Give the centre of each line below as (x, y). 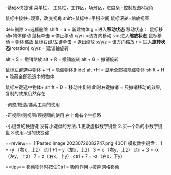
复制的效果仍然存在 (26, 94)
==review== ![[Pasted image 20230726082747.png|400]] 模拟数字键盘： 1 (84, 143)
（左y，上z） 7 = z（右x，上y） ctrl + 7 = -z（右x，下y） (65, 156)
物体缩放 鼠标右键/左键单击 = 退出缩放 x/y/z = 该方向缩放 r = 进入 (83, 42)
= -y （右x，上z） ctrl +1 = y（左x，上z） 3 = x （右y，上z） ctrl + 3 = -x (82, 150)
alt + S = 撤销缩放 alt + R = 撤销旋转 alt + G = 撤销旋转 (62, 59)
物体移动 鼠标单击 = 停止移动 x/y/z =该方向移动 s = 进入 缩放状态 (80, 35)
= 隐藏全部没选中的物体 (30, 76)
